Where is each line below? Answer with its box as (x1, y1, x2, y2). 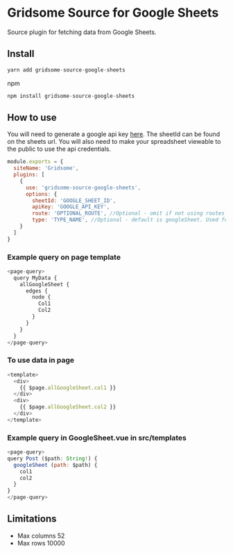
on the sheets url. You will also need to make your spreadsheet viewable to (7, 138, 221, 146)
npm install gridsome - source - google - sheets (7, 92, 135, 99)
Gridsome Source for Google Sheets (7, 5, 219, 21)
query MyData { (13, 274, 58, 281)
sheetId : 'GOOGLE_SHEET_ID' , (32, 197, 116, 204)
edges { (25, 287, 49, 295)
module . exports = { (7, 158, 64, 165)
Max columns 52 (17, 531, 65, 540)
